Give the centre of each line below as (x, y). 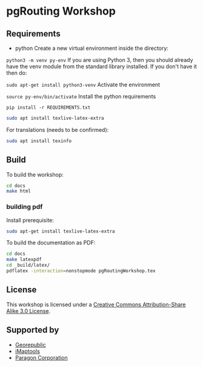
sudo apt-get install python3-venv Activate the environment (83, 84)
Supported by (33, 330)
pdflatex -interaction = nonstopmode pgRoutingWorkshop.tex (81, 271)
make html (19, 191)
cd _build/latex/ (28, 266)
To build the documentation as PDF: (51, 243)
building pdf (25, 207)
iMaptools (28, 351)
